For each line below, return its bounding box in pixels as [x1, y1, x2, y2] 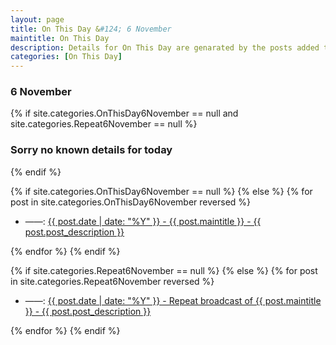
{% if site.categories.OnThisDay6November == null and [10, 107, 239, 120]
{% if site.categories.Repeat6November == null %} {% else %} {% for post [10, 264, 318, 276]
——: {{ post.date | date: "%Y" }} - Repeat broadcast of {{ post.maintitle [24, 294, 322, 306]
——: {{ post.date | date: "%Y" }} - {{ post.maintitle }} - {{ [24, 215, 262, 227]
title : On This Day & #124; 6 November [10, 24, 172, 34]
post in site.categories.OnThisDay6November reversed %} [10, 196, 252, 208]
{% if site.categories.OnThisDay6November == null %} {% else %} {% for [10, 185, 313, 197]
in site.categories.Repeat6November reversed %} [10, 275, 215, 287]
